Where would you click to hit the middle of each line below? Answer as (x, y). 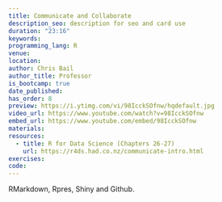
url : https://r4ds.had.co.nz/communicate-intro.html (113, 151)
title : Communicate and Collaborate (70, 16)
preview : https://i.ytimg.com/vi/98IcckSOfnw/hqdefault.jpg (112, 106)
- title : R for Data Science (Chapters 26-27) (95, 143)
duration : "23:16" (39, 31)
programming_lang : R (43, 46)
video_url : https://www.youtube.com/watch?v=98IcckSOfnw (106, 114)
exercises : (27, 158)
